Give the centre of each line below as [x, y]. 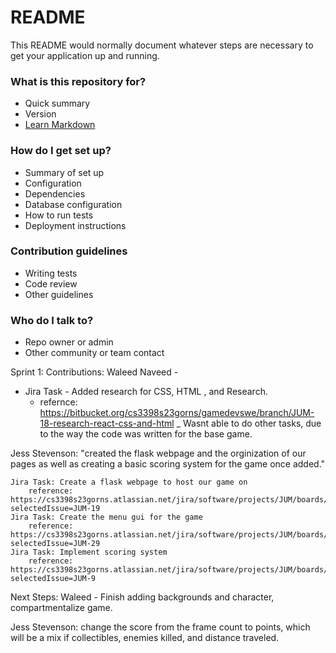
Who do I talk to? [52, 320]
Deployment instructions [75, 225]
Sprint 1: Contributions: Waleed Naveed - [94, 372]
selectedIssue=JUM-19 [55, 509]
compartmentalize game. [61, 608]
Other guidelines [59, 294]
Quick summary [57, 103]
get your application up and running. [85, 55]
